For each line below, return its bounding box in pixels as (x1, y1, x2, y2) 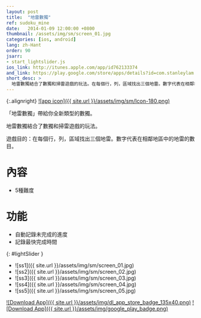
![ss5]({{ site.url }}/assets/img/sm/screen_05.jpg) (14, 287, 136, 294)
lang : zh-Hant (6, 42, 42, 48)
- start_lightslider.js (6, 59, 66, 65)
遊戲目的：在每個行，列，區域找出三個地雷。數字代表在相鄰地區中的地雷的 (6, 135, 190, 142)
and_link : (6, 70, 31, 76)
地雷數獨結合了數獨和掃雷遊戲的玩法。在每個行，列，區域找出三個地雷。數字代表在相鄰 (11, 81, 194, 87)
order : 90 (6, 48, 31, 54)
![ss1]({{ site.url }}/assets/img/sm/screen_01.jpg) (14, 261, 135, 269)
